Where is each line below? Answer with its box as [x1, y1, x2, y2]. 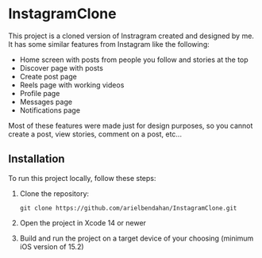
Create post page [19, 71, 77, 81]
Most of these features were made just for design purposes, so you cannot [8, 121, 253, 130]
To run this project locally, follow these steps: [8, 173, 156, 183]
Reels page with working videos [19, 80, 125, 90]
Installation [8, 152, 65, 166]
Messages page [19, 97, 73, 106]
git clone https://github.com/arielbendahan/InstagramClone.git [19, 204, 237, 212]
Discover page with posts [19, 63, 103, 72]
